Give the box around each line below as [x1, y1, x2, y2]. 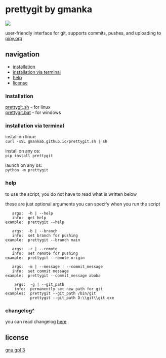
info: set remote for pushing [12, 251, 78, 256]
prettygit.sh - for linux [5, 104, 51, 110]
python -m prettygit [5, 168, 49, 173]
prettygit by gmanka [5, 4, 93, 15]
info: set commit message [12, 268, 69, 274]
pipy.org [5, 35, 23, 41]
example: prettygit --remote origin [5, 255, 85, 260]
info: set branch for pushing [12, 233, 78, 238]
